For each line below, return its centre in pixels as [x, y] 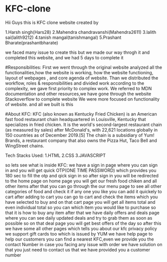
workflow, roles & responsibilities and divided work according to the [75, 83]
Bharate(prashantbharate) [32, 42]
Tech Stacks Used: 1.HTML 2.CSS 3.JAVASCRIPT [56, 155]
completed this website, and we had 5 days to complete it [64, 57]
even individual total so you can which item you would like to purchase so [81, 207]
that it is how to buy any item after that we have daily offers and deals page [82, 213]
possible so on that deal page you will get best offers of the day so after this [83, 223]
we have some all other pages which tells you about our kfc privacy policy [81, 228]
